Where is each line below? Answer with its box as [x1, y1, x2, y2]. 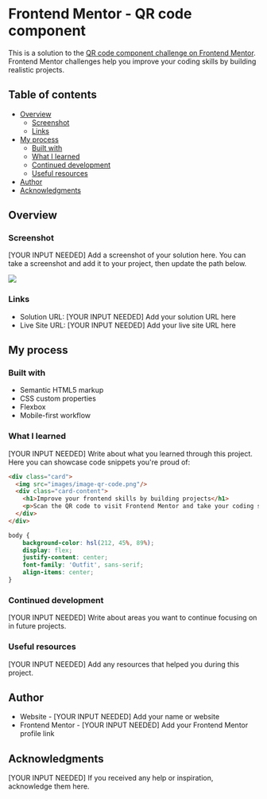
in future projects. [8, 621, 67, 631]
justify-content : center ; [22, 554, 109, 562]
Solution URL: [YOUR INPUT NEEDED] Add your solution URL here [19, 311, 236, 321]
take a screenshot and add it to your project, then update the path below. [8, 259, 247, 268]
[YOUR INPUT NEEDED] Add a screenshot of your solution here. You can [8, 250, 246, 260]
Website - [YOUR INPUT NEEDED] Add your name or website [19, 712, 220, 722]
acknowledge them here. [8, 781, 90, 791]
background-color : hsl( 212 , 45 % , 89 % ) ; [22, 539, 155, 546]
